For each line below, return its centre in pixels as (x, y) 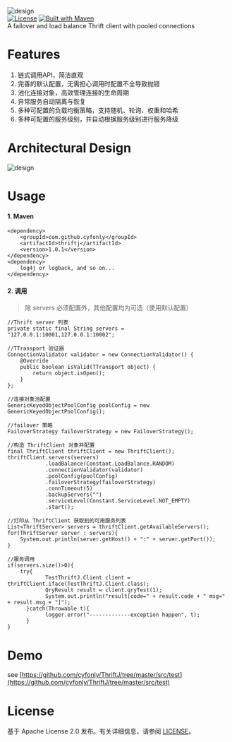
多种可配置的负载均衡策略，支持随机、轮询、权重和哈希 (98, 110)
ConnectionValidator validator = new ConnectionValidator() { (100, 355)
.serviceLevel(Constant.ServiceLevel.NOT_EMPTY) (118, 501)
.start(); (59, 507)
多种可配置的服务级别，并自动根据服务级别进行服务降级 (98, 119)
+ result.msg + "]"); (39, 603)
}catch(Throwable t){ (58, 609)
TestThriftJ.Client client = (88, 578)
